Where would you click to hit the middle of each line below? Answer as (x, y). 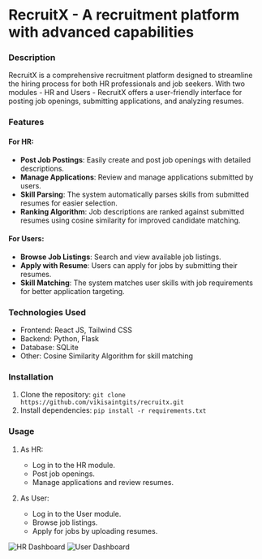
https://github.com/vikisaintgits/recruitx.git (102, 403)
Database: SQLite (49, 348)
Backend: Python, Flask (60, 339)
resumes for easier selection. (69, 203)
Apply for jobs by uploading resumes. (95, 531)
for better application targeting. (72, 291)
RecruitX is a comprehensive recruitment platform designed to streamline (131, 76)
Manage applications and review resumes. (103, 482)
